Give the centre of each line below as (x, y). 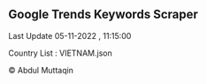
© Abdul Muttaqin (41, 70)
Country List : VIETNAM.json (60, 53)
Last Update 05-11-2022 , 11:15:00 (70, 35)
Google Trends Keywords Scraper (103, 15)
